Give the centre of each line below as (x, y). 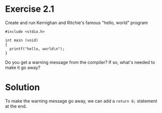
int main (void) (22, 40)
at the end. (16, 106)
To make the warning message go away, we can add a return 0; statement (81, 101)
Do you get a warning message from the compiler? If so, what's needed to (80, 62)
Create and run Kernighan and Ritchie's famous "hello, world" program (77, 23)
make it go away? (23, 67)
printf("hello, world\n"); (37, 49)
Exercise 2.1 (30, 9)
